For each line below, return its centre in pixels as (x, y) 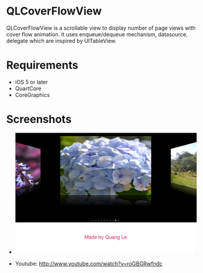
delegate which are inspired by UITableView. (61, 41)
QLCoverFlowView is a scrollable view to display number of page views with (101, 28)
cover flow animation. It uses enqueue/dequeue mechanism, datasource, (97, 34)
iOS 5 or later (31, 82)
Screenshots (39, 120)
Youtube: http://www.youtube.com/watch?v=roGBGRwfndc (89, 264)
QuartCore (28, 88)
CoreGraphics (32, 94)
